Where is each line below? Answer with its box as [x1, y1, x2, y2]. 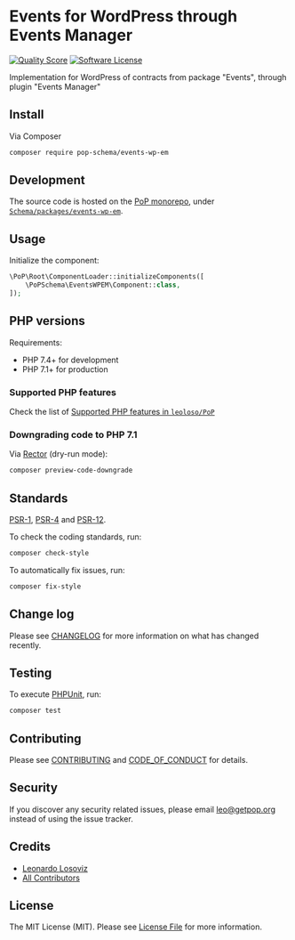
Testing [9, 665, 52, 680]
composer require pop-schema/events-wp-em [9, 148, 169, 157]
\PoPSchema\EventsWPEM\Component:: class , [25, 280, 180, 290]
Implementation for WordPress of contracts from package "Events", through [9, 71, 287, 82]
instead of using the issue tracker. [9, 813, 133, 824]
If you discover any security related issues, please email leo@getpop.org [9, 804, 276, 814]
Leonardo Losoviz [21, 863, 89, 873]
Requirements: [9, 336, 62, 348]
